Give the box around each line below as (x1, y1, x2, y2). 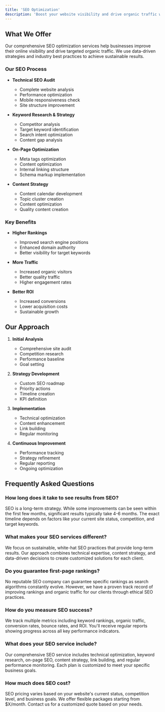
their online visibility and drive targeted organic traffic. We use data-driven (5, 48, 156, 54)
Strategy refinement (19, 455, 60, 461)
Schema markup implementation (19, 172, 85, 178)
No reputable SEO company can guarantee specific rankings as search (5, 579, 149, 584)
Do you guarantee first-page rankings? (5, 567, 100, 574)
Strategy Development (12, 371, 60, 377)
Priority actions (19, 386, 51, 391)
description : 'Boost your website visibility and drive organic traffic (5, 12, 157, 17)
